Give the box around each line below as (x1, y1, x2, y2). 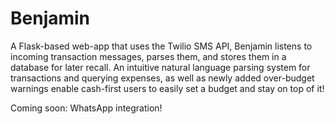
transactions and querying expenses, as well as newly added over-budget (10, 72, 315, 84)
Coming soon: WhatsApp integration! (10, 102, 163, 114)
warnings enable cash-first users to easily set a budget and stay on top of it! (10, 82, 325, 94)
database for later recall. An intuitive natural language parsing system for (10, 61, 311, 73)
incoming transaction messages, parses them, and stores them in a (10, 50, 287, 62)
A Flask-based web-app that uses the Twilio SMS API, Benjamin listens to (10, 40, 313, 52)
